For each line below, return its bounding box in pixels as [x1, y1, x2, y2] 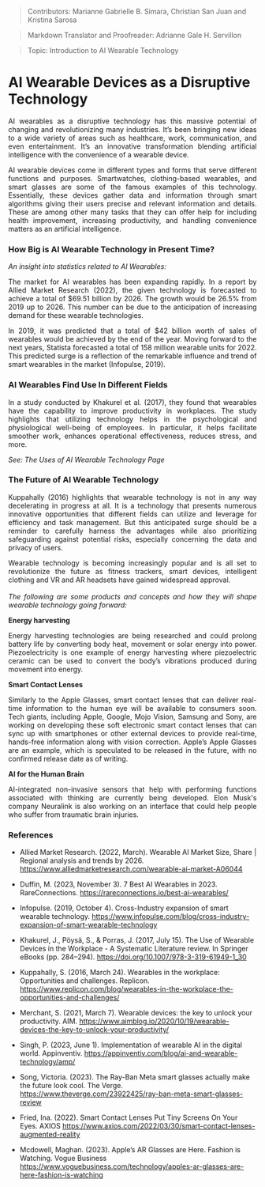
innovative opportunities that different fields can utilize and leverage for [8, 509, 257, 519]
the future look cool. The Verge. [19, 1081, 124, 1091]
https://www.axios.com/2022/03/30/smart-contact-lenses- [62, 1121, 256, 1131]
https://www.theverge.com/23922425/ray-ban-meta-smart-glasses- [19, 1089, 244, 1098]
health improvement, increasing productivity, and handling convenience [8, 215, 257, 225]
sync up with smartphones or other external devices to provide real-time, [8, 728, 257, 738]
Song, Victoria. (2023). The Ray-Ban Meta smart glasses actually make [19, 1072, 251, 1082]
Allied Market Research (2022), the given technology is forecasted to [8, 285, 257, 295]
